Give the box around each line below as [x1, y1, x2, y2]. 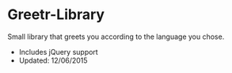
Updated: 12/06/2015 [18, 56, 88, 65]
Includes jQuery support [18, 47, 98, 56]
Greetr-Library [7, 6, 105, 24]
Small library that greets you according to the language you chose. [7, 32, 225, 41]
